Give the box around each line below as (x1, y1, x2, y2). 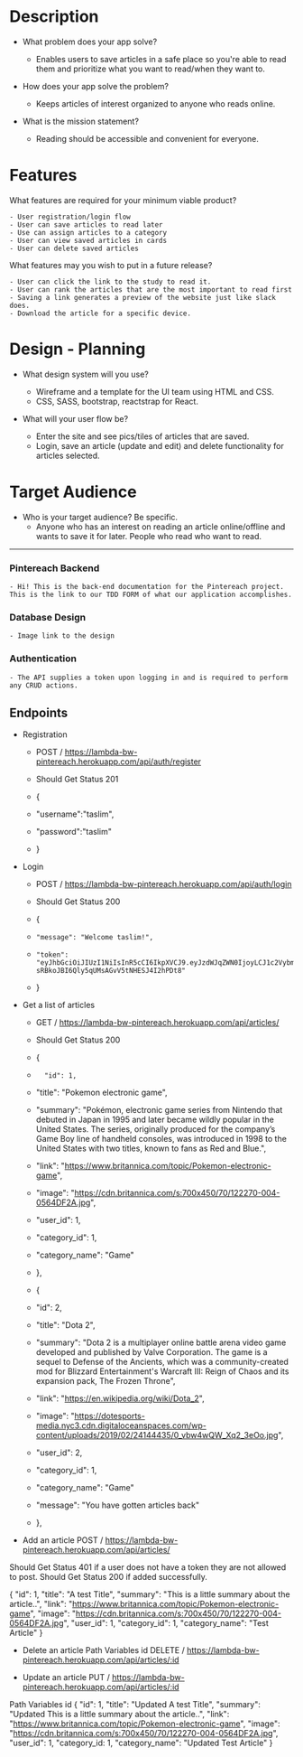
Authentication (9, 652, 77, 665)
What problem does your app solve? (22, 36, 158, 47)
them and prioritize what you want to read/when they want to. (35, 63, 266, 74)
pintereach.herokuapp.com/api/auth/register (35, 756, 201, 767)
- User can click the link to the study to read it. (9, 277, 212, 286)
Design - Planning (9, 339, 146, 360)
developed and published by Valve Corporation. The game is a (35, 1347, 268, 1358)
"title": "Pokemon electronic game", (35, 1087, 169, 1098)
